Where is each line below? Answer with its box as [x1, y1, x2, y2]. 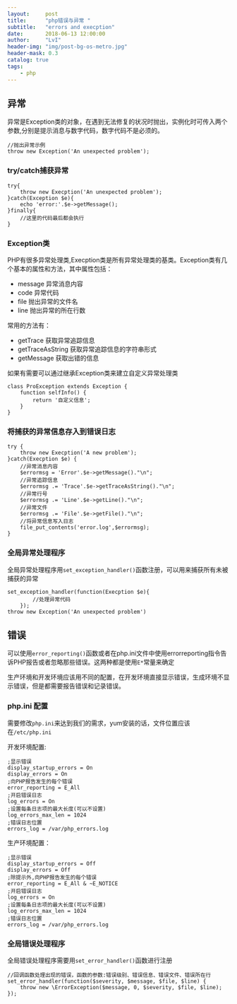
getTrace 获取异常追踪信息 [17, 336, 95, 344]
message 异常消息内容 [17, 279, 83, 288]
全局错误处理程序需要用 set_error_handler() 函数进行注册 [7, 956, 173, 964]
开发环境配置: [7, 742, 47, 751]
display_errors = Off [7, 866, 71, 873]
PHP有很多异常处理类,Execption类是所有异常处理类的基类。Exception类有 [7, 255, 221, 264]
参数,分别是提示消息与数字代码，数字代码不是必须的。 [7, 127, 164, 135]
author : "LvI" [7, 37, 61, 44]
